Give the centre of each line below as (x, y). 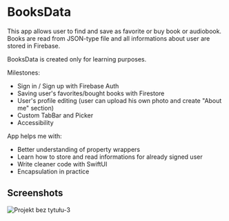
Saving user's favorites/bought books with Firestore (91, 93)
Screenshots (35, 193)
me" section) (35, 108)
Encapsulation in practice (53, 171)
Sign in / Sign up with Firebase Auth (68, 86)
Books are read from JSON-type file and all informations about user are (109, 38)
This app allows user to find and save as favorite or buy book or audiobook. (114, 31)
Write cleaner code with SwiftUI (62, 164)
